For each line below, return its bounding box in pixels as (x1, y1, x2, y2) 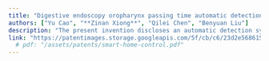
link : (8, 33, 26, 42)
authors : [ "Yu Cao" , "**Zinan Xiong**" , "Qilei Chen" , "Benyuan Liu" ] (8, 19, 249, 27)
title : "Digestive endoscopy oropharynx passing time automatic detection (8, 11, 263, 20)
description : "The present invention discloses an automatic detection (8, 26, 252, 34)
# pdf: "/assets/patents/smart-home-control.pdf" (15, 41, 184, 49)
